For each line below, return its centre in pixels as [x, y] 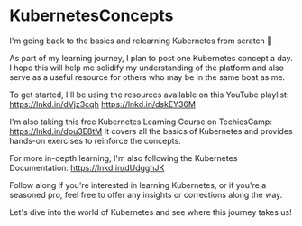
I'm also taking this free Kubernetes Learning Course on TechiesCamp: [141, 122]
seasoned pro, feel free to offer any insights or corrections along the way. [146, 194]
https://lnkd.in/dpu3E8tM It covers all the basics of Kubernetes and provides [151, 131]
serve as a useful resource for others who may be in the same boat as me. [147, 77]
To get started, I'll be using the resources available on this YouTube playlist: [149, 95]
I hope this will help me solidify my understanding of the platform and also [146, 68]
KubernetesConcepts [92, 16]
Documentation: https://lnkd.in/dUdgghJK [87, 167]
